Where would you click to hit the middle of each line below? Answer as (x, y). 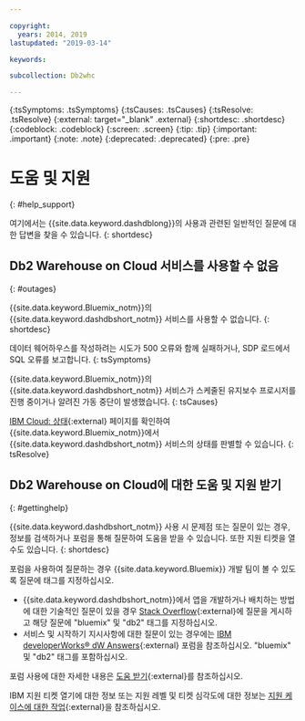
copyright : (30, 26)
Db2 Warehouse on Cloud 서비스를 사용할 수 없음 (144, 266)
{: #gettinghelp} (39, 507)
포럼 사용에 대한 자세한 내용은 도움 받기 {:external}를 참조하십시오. (127, 675)
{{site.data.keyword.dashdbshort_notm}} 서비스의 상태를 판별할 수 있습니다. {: (152, 444)
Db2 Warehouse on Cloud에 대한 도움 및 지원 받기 (146, 485)
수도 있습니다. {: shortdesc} (60, 549)
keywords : (28, 59)
